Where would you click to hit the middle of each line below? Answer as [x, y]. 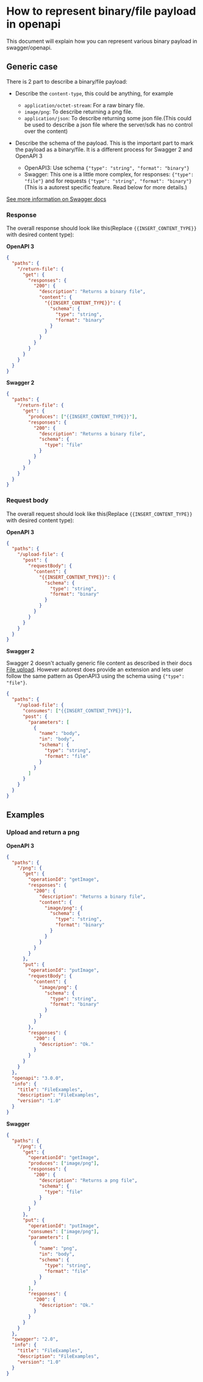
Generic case [32, 67]
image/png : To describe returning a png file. [78, 112]
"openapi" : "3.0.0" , [38, 1078]
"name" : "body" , [59, 734]
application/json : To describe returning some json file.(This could [108, 118]
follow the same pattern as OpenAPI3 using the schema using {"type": [95, 676]
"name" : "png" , [58, 1249]
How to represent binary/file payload [101, 11]
